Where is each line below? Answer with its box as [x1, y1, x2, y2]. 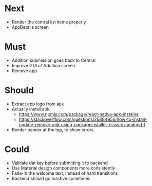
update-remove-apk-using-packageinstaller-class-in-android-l [19, 121, 146, 127]
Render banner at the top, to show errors [11, 127, 94, 132]
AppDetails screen [11, 24, 49, 30]
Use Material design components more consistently [11, 165, 115, 171]
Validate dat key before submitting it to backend [11, 160, 108, 166]
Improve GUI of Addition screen [11, 62, 76, 68]
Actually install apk [11, 106, 50, 112]
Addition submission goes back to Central [11, 57, 96, 63]
